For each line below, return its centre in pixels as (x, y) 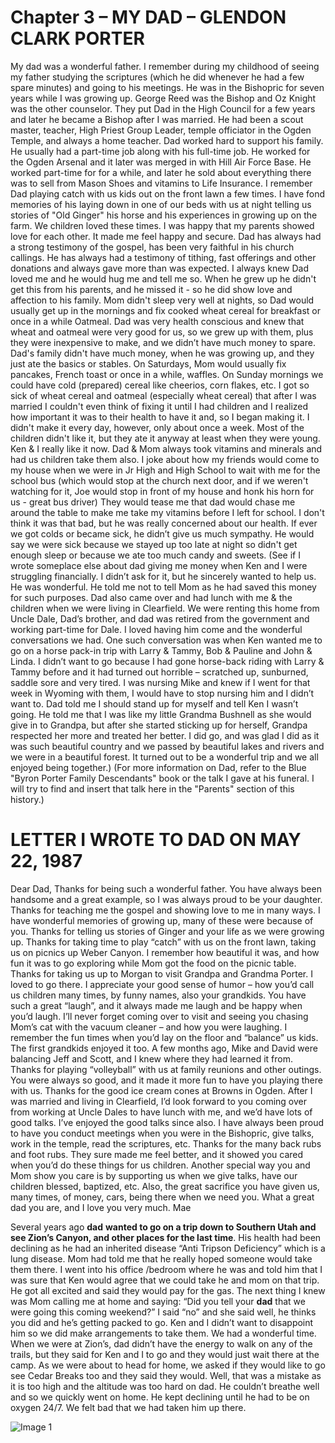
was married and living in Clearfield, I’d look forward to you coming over (158, 1101)
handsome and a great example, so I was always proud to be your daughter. (166, 899)
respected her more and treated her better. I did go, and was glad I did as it (165, 735)
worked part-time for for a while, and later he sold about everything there (161, 172)
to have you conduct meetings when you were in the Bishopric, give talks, (162, 1133)
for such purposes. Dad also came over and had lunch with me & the (151, 597)
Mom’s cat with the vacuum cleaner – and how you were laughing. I (149, 1027)
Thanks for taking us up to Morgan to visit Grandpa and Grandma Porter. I (161, 973)
